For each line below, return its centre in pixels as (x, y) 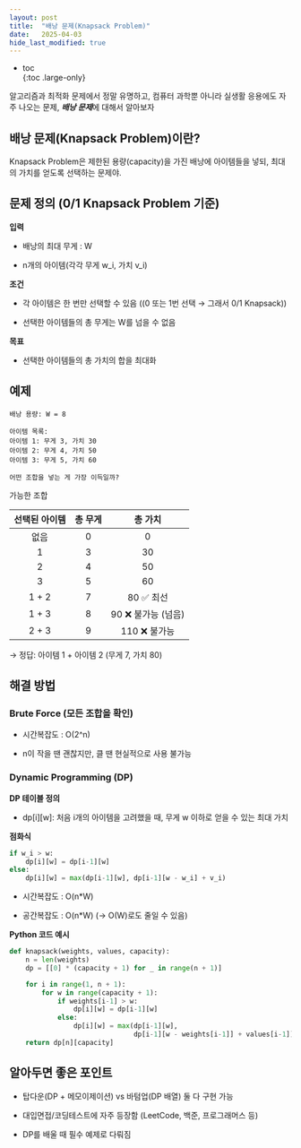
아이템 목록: (29, 431)
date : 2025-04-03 (46, 34)
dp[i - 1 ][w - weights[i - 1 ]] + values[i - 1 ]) (214, 1035)
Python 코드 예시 (39, 935)
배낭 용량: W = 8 (38, 414)
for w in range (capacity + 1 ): (100, 993)
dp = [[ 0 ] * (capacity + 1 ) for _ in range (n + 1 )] (124, 968)
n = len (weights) (58, 960)
